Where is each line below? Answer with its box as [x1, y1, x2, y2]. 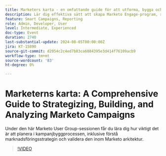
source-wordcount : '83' [5, 58, 54, 63]
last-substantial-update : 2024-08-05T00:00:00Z [5, 40, 105, 45]
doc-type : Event [5, 30, 39, 35]
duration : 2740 [5, 35, 37, 40]
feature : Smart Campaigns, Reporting [5, 16, 83, 21]
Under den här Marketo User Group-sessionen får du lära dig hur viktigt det [5, 126, 159, 132]
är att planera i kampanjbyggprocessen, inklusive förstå [5, 131, 118, 137]
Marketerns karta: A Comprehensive [5, 88, 159, 100]
